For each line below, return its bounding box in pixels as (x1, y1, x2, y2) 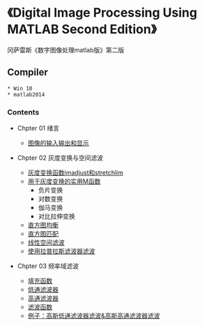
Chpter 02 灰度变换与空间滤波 (17, 154, 103, 162)
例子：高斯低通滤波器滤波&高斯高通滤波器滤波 (27, 311, 160, 320)
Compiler (7, 66, 49, 78)
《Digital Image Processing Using (7, 5, 198, 21)
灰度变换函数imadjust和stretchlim (27, 168, 124, 177)
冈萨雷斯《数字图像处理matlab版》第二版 (7, 45, 125, 54)
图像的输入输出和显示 (27, 139, 89, 147)
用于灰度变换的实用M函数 (27, 177, 101, 186)
